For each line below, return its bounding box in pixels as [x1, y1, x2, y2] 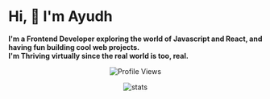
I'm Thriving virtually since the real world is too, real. [8, 51, 189, 60]
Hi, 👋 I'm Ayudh [8, 7, 113, 26]
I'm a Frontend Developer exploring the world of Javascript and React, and [8, 34, 263, 43]
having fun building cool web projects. [8, 42, 140, 52]
